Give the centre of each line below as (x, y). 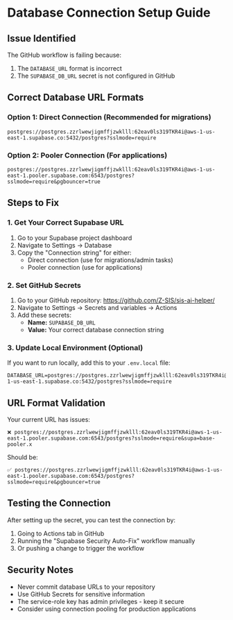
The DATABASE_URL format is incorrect (70, 68)
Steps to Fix (33, 203)
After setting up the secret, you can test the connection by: (91, 520)
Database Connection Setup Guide (109, 13)
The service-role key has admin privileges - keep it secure (101, 601)
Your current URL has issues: (49, 420)
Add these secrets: (44, 315)
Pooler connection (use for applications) (85, 267)
